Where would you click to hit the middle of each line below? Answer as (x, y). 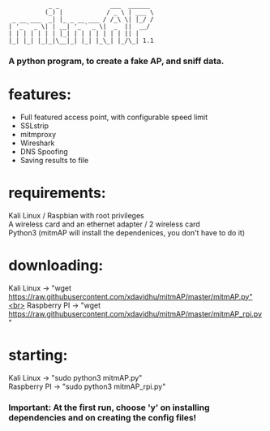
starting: (38, 355)
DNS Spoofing (44, 151)
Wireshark (37, 143)
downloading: (56, 265)
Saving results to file (54, 160)
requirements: (58, 193)
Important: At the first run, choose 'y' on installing (109, 407)
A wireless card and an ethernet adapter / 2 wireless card (104, 224)
